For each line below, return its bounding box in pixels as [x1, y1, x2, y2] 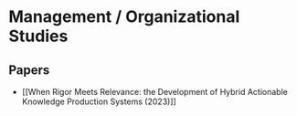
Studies [8, 26, 69, 47]
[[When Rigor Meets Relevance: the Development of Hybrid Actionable [21, 87, 289, 97]
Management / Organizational [8, 6, 240, 27]
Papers [8, 62, 50, 78]
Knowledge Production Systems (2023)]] [21, 96, 177, 107]
